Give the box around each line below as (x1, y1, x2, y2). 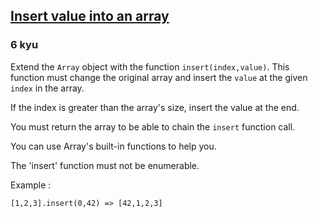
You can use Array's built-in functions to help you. (10, 140, 217, 152)
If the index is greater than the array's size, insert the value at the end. (10, 101, 300, 113)
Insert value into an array (10, 8, 170, 25)
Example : (10, 179, 52, 191)
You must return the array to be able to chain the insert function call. (10, 120, 296, 133)
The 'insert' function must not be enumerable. (10, 159, 200, 171)
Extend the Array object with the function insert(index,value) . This (10, 60, 290, 73)
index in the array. (10, 82, 85, 94)
